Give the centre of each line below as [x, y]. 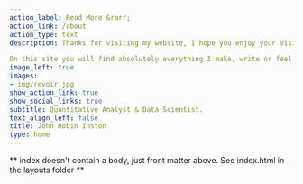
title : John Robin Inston [58, 126]
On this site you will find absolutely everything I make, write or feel [151, 60]
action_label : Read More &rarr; [70, 18]
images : [24, 76]
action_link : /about [48, 26]
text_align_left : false [54, 118]
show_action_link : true [54, 92]
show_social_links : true [56, 101]
